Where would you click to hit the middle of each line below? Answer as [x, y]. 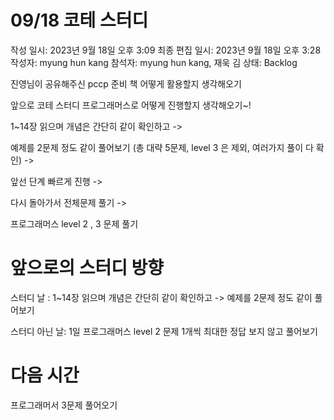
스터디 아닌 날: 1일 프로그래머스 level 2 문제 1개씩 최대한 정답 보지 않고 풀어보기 [164, 331]
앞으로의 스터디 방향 [87, 268]
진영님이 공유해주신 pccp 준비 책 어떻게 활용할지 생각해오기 [126, 83]
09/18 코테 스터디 [79, 20]
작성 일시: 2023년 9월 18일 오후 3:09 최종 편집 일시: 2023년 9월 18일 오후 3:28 [166, 50]
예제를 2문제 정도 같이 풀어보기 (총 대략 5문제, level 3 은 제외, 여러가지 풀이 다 [162, 147]
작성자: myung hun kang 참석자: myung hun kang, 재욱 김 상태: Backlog [154, 62]
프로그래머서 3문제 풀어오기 [64, 405]
